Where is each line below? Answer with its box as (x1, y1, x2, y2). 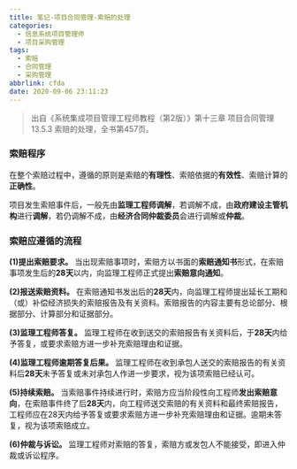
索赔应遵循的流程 (9, 234, 82, 247)
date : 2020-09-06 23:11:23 (9, 87, 109, 96)
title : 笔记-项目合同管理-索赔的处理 (9, 12, 131, 22)
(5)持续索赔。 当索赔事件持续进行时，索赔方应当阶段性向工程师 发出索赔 (9, 387, 270, 398)
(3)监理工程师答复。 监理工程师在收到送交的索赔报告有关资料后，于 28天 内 (9, 327, 280, 338)
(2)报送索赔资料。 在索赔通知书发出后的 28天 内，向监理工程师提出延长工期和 (9, 287, 288, 297)
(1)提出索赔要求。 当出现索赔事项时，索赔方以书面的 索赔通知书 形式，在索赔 (9, 257, 285, 267)
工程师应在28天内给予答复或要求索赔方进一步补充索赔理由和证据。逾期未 (9, 409, 275, 420)
